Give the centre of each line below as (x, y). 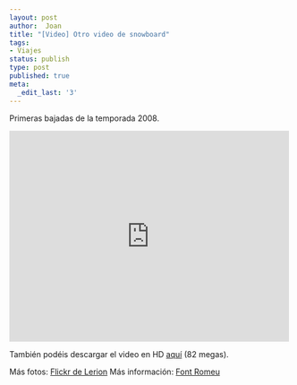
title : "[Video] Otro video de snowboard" (89, 34)
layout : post (34, 17)
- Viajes (25, 51)
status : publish (39, 59)
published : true (39, 76)
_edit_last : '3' (47, 92)
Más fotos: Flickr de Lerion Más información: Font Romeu (115, 372)
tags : (19, 43)
